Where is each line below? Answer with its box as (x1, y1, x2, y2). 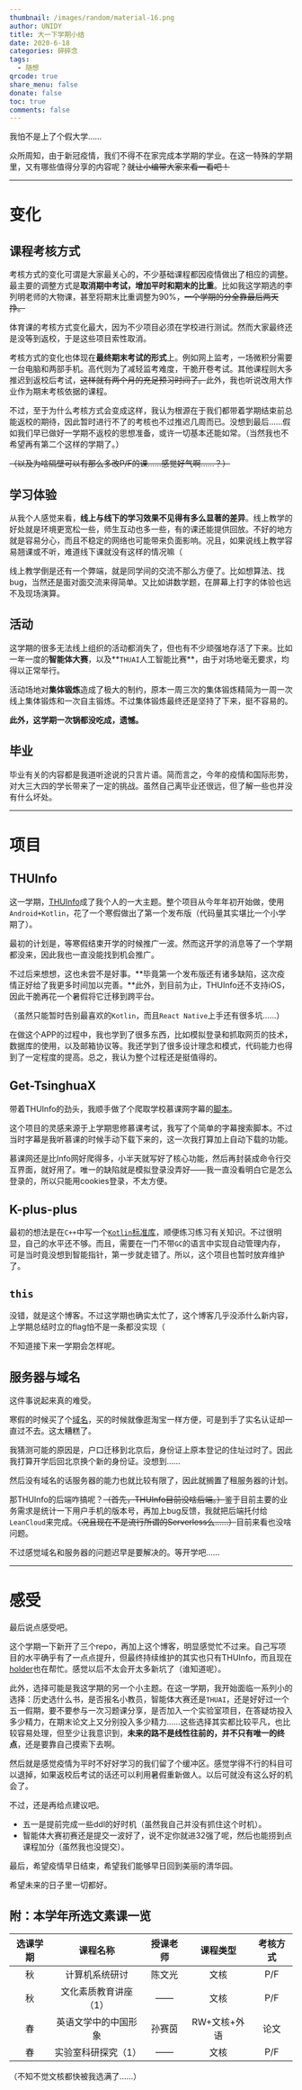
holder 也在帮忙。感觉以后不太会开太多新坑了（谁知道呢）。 (9, 1663, 226, 1674)
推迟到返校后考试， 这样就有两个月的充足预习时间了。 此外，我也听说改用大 (9, 375, 285, 385)
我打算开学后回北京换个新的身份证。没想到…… (9, 1455, 182, 1466)
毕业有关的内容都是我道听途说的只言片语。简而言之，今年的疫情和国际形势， (9, 769, 293, 780)
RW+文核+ (191, 2015, 236, 2028)
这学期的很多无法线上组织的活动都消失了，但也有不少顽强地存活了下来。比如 (9, 642, 293, 653)
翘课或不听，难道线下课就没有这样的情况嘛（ (16, 547, 182, 557)
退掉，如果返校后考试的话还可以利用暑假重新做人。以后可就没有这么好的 (16, 1769, 285, 1779)
